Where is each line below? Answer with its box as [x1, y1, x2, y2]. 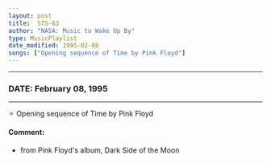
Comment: [8, 127, 45, 137]
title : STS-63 [8, 19, 60, 27]
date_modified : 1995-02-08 [8, 42, 99, 50]
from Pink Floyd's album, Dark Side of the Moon [19, 145, 180, 155]
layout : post [8, 11, 52, 20]
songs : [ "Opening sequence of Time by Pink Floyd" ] [8, 49, 186, 57]
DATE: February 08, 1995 [8, 83, 108, 94]
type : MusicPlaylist [8, 34, 78, 43]
